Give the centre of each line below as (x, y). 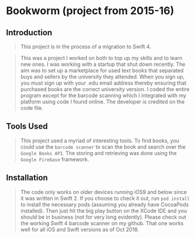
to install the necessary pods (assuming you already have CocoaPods (105, 205)
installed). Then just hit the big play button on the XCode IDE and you (104, 210)
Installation (27, 178)
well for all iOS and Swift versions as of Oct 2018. (80, 229)
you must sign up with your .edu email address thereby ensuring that (103, 83)
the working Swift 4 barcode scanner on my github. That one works (102, 223)
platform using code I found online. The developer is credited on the (102, 102)
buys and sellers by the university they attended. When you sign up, (102, 77)
